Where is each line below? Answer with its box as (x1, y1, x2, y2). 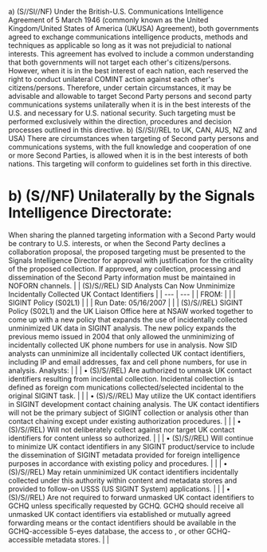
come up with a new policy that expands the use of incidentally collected (8, 315, 248, 324)
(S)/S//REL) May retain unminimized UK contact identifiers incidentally (8, 467, 239, 476)
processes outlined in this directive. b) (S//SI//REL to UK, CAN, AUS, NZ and (8, 125, 257, 135)
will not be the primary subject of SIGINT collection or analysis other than (8, 408, 249, 417)
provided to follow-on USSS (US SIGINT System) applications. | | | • (8, 483, 231, 493)
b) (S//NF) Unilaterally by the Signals (8, 187, 255, 206)
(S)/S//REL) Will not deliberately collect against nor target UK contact (8, 425, 235, 434)
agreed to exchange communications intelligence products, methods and (8, 32, 249, 41)
